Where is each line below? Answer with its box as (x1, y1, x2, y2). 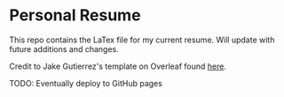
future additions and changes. (9, 43, 120, 54)
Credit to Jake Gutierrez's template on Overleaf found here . (9, 61, 226, 71)
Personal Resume (9, 5, 141, 26)
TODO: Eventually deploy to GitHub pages (9, 78, 162, 88)
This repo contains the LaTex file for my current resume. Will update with (9, 34, 275, 45)
